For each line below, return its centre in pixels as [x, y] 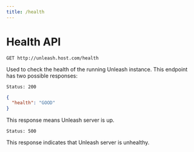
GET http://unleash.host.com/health [52, 58]
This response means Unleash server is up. [60, 120]
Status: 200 [21, 87]
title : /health [25, 12]
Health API [34, 41]
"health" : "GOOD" [34, 103]
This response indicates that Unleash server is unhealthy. [78, 142]
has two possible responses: [42, 76]
